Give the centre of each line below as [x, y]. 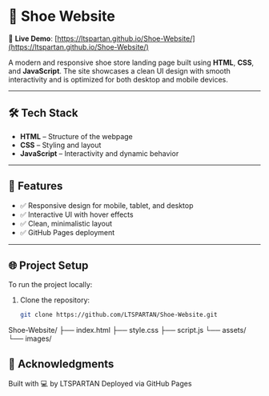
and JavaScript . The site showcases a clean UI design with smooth [119, 70]
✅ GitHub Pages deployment [67, 232]
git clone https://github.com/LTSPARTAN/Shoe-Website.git [118, 315]
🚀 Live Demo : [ [33, 38]
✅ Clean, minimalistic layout [66, 223]
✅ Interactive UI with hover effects [76, 214]
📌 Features [36, 186]
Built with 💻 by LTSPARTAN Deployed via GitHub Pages [100, 384]
